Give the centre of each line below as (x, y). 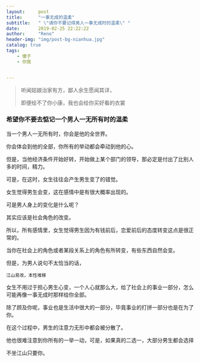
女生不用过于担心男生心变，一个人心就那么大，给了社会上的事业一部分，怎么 (100, 287)
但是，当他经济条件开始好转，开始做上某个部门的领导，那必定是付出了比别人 (100, 159)
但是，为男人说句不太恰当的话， (45, 263)
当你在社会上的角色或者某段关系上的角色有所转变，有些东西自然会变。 (92, 250)
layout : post (28, 12)
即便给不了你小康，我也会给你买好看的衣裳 (73, 103)
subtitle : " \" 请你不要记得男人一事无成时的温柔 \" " (68, 23)
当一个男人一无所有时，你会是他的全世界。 (58, 134)
